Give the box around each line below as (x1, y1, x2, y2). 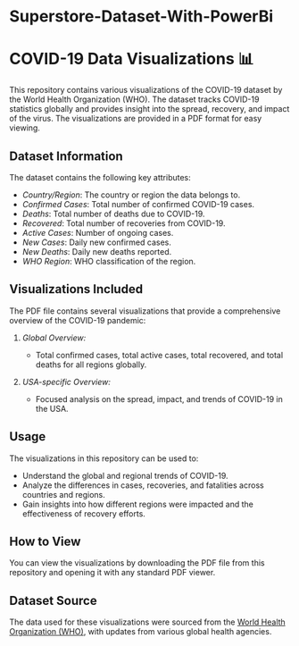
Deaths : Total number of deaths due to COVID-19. (21, 208, 205, 219)
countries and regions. (21, 489, 105, 499)
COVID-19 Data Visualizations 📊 (9, 49, 254, 69)
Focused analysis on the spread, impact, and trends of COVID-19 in (35, 393, 284, 404)
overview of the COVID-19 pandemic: (9, 315, 146, 325)
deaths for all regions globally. (35, 359, 147, 370)
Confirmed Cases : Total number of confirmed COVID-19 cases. (21, 198, 255, 209)
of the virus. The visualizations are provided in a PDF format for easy (9, 113, 262, 124)
